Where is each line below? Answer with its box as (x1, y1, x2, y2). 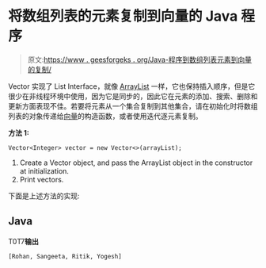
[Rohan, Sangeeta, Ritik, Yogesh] (8, 252, 123, 260)
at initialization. (19, 166, 70, 175)
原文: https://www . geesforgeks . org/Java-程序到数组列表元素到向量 (27, 55, 252, 64)
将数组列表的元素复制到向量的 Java (8, 7, 238, 25)
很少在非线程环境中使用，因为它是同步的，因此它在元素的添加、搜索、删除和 (8, 91, 258, 101)
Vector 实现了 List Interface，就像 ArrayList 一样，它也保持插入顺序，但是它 (8, 81, 256, 91)
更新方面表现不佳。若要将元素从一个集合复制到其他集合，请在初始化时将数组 (8, 101, 258, 111)
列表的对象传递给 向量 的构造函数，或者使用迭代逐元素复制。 (8, 111, 203, 121)
